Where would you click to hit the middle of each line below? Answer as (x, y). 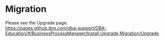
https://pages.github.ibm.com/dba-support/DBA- (56, 28)
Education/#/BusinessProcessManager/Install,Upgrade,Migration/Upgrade (82, 33)
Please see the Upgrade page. (37, 23)
